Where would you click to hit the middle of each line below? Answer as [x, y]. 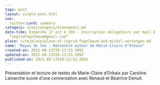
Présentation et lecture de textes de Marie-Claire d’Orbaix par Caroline [76, 73]
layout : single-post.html [31, 14]
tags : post [16, 9]
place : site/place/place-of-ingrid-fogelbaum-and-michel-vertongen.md [78, 41]
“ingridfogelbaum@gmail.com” [39, 37]
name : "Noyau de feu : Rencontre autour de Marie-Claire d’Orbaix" [75, 46]
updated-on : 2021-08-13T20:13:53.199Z [44, 55]
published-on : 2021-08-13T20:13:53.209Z [47, 59]
